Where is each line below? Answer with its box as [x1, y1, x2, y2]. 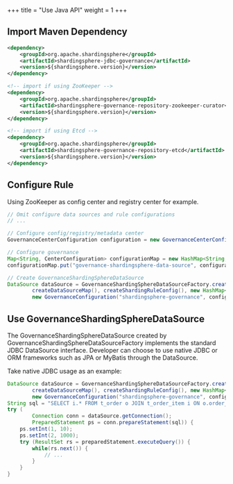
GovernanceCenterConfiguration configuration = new [7, 236, 159, 244]
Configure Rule [7, 179, 74, 191]
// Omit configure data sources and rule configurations [7, 211, 175, 218]
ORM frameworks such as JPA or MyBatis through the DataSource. [7, 353, 198, 362]
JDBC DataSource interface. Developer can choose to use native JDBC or [7, 346, 218, 354]
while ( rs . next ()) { [32, 444, 89, 452]
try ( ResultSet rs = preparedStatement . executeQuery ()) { [19, 438, 191, 445]
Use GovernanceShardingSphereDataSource [7, 312, 205, 325]
